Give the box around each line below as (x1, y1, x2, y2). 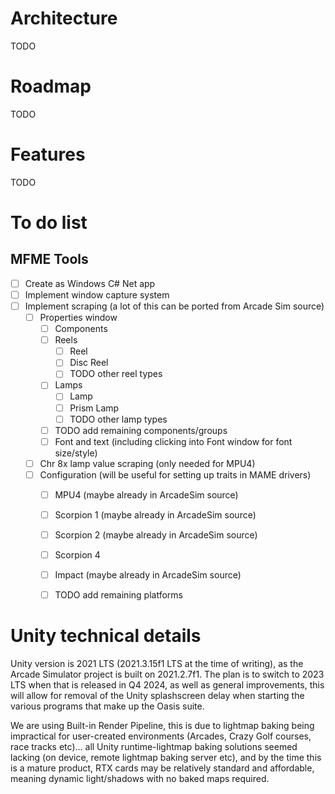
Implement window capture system (24, 288, 170, 301)
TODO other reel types (69, 368, 163, 380)
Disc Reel (69, 357, 109, 369)
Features (10, 143, 86, 166)
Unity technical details (10, 625, 202, 647)
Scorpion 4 (54, 549, 101, 561)
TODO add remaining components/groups (54, 424, 228, 436)
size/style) (54, 447, 98, 459)
